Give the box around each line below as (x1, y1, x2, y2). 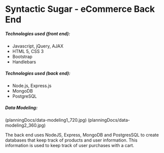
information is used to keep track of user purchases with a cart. (5, 143, 134, 149)
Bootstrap (12, 53, 33, 60)
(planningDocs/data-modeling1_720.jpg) (5, 117, 87, 123)
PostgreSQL (12, 93, 37, 100)
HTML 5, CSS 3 (12, 49, 44, 54)
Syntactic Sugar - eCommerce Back (5, 3, 155, 15)
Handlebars (12, 59, 36, 65)
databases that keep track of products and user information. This (5, 137, 138, 143)
